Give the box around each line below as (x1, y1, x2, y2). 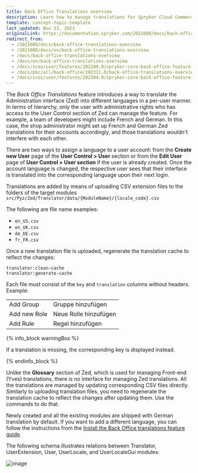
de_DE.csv (14, 231, 39, 237)
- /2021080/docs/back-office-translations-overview (11, 42, 141, 48)
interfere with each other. (6, 135, 68, 142)
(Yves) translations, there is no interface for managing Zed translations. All (6, 375, 187, 383)
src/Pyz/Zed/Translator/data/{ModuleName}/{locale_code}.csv (6, 196, 160, 202)
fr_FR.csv (14, 237, 39, 243)
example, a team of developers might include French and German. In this (6, 116, 183, 123)
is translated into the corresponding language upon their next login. (6, 171, 170, 179)
